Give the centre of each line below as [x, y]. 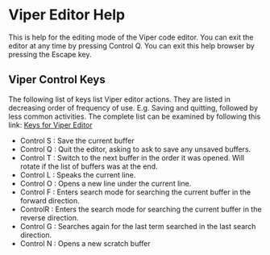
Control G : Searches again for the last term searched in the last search [138, 226]
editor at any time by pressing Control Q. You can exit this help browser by [132, 45]
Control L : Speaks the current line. [78, 174]
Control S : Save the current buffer [77, 140]
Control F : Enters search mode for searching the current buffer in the [135, 192]
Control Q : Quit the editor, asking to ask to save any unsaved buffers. [135, 149]
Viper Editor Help [67, 15]
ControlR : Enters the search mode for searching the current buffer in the [141, 209]
